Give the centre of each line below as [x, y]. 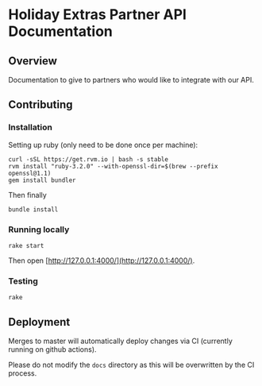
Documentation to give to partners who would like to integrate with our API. [131, 80]
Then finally [28, 195]
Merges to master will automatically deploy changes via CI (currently [120, 341]
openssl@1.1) [30, 173]
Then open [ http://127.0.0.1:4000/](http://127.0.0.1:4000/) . [102, 261]
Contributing [40, 105]
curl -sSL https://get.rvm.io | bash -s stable [89, 159]
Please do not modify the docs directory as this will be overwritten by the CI [131, 365]
